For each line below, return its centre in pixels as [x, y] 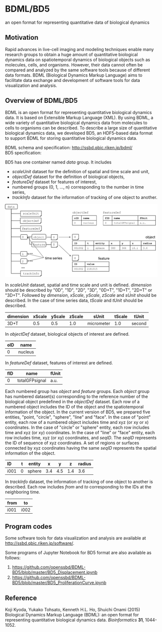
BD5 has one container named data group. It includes [58, 162]
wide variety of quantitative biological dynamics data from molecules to [76, 123]
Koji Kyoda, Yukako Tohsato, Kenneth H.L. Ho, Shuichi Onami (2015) [73, 610]
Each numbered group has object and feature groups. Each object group [77, 391]
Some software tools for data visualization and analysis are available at [75, 538]
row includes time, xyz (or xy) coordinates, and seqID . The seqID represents [81, 438]
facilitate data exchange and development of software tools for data [73, 80]
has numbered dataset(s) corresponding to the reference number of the [77, 396]
